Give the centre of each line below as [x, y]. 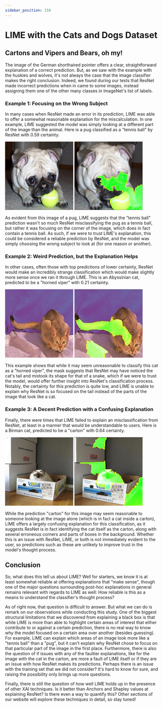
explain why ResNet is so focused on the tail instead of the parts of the [76, 392]
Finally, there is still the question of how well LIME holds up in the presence [80, 684]
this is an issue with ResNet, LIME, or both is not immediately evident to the [80, 539]
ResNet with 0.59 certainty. [32, 135]
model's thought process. [31, 550]
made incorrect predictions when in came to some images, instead [72, 85]
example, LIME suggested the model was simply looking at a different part [79, 124]
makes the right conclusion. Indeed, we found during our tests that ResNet [80, 80]
